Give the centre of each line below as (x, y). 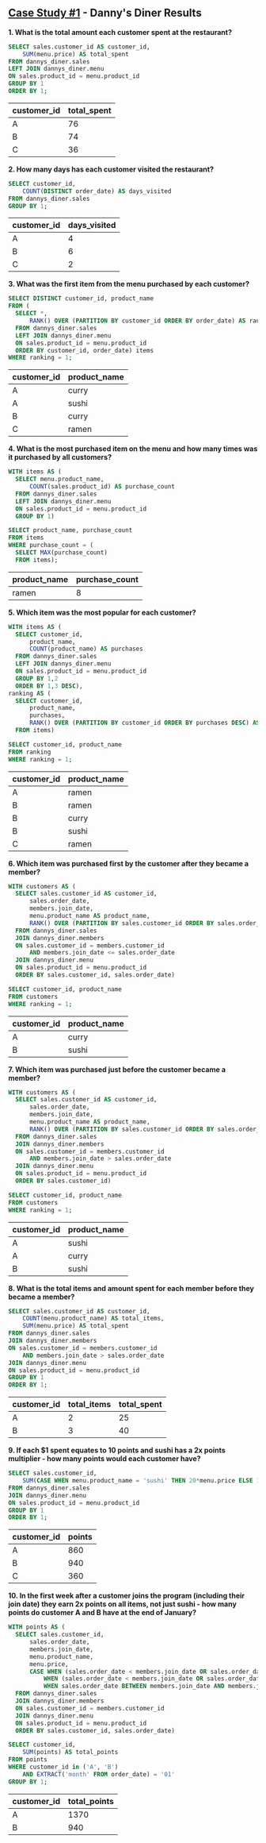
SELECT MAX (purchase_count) (62, 553)
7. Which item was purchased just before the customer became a (117, 1069)
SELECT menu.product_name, (60, 480)
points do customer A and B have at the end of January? (102, 1613)
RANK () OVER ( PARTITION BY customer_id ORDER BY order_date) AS (137, 321)
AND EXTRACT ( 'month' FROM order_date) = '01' (99, 1774)
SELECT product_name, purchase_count (70, 530)
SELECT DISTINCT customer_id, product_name (81, 299)
